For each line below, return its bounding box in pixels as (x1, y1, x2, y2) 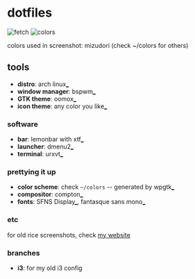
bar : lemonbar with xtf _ (17, 135, 84, 144)
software (7, 119, 38, 129)
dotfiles (7, 5, 53, 21)
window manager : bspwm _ (17, 87, 96, 95)
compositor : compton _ (17, 190, 83, 198)
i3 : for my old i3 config (17, 264, 83, 272)
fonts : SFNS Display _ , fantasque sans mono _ (17, 198, 146, 206)
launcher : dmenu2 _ (17, 142, 74, 151)
